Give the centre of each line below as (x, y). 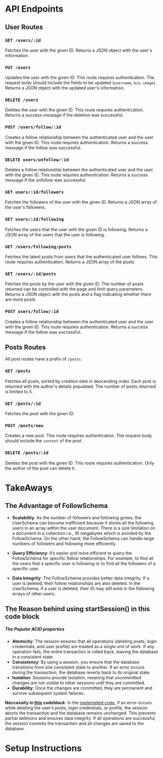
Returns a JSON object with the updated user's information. (65, 88)
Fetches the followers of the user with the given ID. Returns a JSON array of (81, 202)
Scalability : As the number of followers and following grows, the (77, 517)
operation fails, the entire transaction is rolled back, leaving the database (85, 652)
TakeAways (29, 488)
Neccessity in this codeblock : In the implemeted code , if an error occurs (79, 702)
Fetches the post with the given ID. (40, 413)
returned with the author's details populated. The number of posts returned (81, 386)
